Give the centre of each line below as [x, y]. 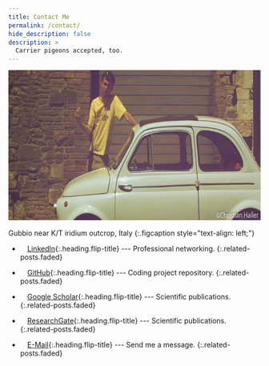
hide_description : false [50, 34]
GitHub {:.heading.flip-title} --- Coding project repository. [120, 273]
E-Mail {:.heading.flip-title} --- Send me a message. [111, 345]
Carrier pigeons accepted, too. [70, 51]
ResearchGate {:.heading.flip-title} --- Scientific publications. [126, 321]
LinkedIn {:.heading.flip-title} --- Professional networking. [121, 249]
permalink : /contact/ [44, 25]
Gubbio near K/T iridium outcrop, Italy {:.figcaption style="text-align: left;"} [131, 233]
